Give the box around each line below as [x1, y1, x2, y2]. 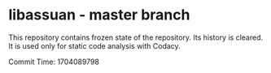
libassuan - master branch [8, 6, 190, 24]
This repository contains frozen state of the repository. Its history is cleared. [8, 32, 263, 42]
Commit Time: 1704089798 [8, 57, 100, 67]
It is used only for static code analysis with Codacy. [8, 41, 181, 50]
